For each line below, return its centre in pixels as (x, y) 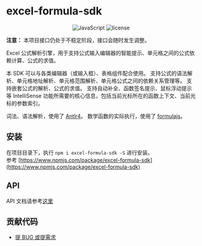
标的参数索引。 (25, 103)
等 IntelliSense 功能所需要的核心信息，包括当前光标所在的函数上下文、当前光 (101, 96)
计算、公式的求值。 (35, 60)
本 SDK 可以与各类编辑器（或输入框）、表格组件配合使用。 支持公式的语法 (97, 73)
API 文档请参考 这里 (30, 201)
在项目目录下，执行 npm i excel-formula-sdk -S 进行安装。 (80, 152)
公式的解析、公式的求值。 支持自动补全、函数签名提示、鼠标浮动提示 (107, 88)
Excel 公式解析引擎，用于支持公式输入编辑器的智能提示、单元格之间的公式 (98, 53)
